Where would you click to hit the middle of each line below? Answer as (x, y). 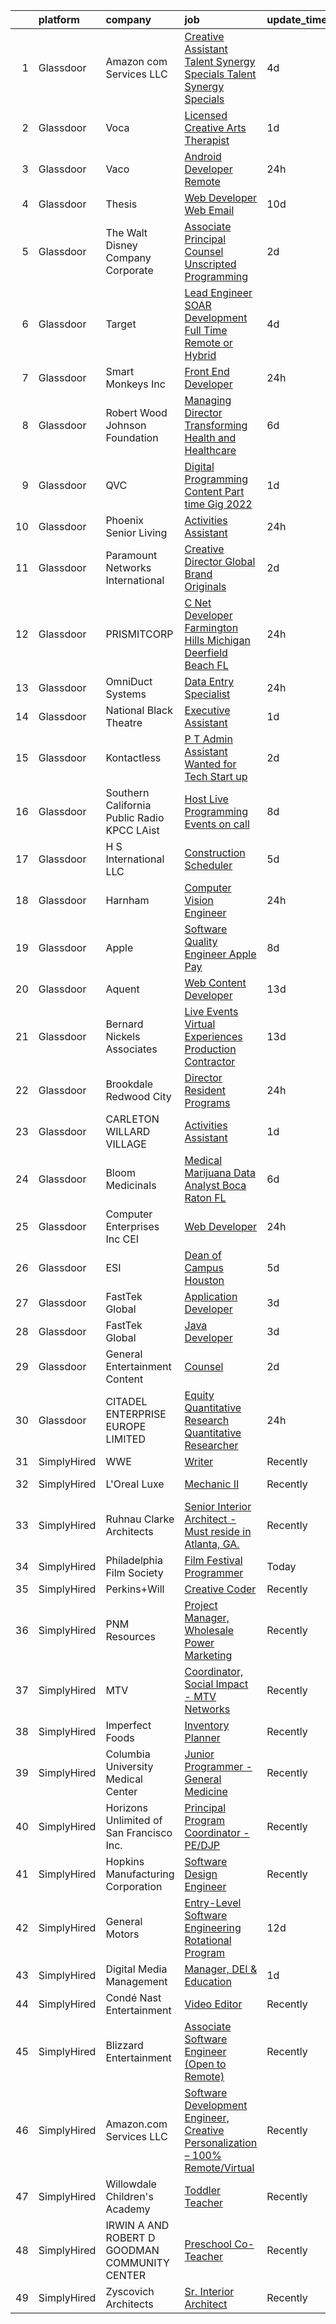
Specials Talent (220, 74)
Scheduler (208, 865)
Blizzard (124, 2045)
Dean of (203, 1255)
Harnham (127, 900)
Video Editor (213, 2004)
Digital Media (136, 1969)
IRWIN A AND (137, 2225)
